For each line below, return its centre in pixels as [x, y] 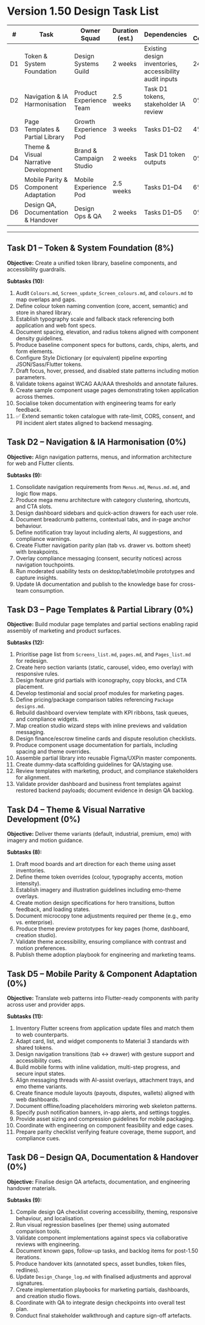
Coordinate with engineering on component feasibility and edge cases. [105, 1125]
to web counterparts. [42, 1034]
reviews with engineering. [48, 1244]
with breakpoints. [37, 552]
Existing [155, 48]
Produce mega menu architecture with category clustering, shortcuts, [103, 500]
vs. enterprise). [35, 923]
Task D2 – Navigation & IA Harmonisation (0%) [96, 442]
